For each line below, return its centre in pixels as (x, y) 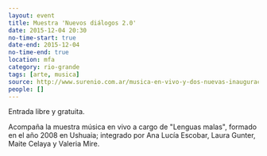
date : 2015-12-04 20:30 (48, 30)
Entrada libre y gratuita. (46, 112)
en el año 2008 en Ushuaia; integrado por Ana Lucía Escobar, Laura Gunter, (132, 135)
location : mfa (32, 60)
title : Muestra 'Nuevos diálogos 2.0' (72, 23)
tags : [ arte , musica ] (44, 74)
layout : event (32, 15)
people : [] (26, 89)
